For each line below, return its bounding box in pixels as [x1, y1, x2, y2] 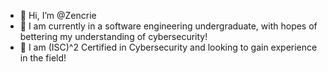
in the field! [19, 52, 67, 64]
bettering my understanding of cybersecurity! [19, 31, 208, 42]
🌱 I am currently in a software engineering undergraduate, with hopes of [19, 20, 318, 32]
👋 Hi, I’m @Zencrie [19, 10, 97, 21]
